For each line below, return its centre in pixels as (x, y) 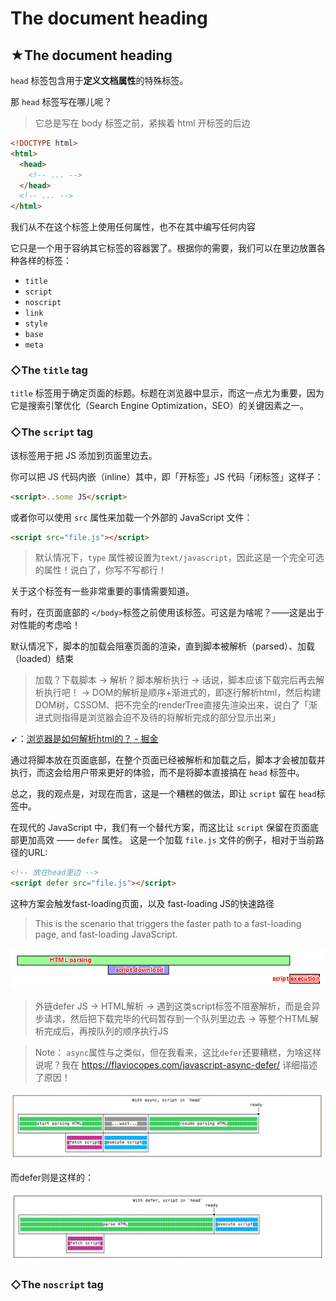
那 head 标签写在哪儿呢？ (61, 101)
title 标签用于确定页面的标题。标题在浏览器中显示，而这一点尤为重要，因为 (167, 393)
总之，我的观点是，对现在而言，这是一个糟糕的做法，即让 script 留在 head (163, 794)
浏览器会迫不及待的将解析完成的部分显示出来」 (184, 718)
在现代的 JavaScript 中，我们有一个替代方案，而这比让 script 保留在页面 (160, 828)
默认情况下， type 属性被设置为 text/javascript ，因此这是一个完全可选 (179, 558)
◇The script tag (52, 432)
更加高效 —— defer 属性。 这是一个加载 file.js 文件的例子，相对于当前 (167, 840)
